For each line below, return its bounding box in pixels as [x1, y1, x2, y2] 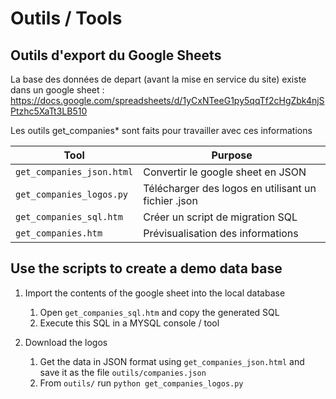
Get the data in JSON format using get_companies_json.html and [39, 355, 305, 367]
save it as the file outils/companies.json [39, 366, 207, 378]
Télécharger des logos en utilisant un [143, 182, 317, 195]
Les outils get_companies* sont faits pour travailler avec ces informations [10, 125, 313, 136]
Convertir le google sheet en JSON [143, 165, 307, 179]
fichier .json [143, 194, 198, 207]
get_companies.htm [15, 228, 103, 239]
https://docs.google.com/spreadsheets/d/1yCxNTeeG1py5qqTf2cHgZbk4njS [10, 95, 325, 106]
